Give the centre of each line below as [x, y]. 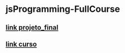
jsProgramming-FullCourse [63, 9]
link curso [21, 44]
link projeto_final [32, 27]
